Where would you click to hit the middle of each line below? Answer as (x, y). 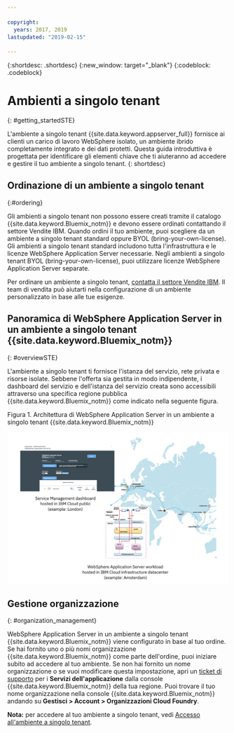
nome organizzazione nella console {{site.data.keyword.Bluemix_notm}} (111, 694)
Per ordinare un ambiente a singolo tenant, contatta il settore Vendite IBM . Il (116, 282)
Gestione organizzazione (63, 604)
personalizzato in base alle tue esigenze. (66, 296)
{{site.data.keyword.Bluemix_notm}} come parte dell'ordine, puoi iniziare (112, 657)
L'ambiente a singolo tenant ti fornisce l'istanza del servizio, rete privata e (113, 371)
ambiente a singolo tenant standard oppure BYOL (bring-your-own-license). (117, 238)
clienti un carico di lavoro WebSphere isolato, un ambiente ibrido (101, 142)
